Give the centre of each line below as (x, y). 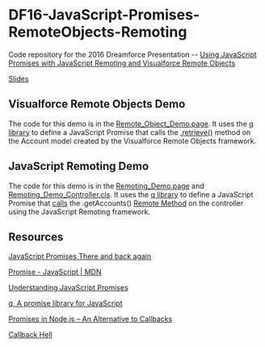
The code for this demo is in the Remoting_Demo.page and (106, 186)
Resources (36, 237)
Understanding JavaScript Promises (68, 288)
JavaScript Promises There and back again (80, 256)
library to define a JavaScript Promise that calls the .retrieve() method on (130, 132)
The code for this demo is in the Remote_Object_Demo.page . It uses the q (131, 124)
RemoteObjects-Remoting (98, 32)
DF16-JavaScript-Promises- (104, 15)
